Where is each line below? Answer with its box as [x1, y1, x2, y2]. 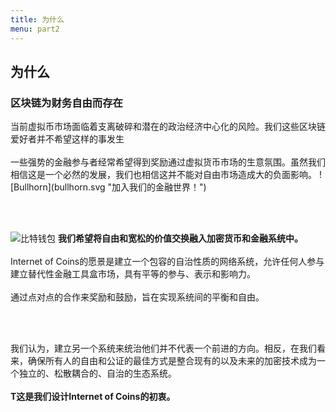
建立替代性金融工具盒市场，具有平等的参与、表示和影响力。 [10, 268, 256, 280]
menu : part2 [10, 24, 60, 34]
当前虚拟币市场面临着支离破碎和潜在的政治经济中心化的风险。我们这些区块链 [10, 121, 326, 133]
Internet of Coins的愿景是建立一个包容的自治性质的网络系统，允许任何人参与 [10, 256, 325, 268]
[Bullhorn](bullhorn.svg [10, 181, 106, 193]
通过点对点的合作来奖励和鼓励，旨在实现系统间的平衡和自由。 [10, 291, 265, 303]
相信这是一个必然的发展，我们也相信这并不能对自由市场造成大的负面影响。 [10, 169, 317, 181]
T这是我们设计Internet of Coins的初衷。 [10, 391, 176, 403]
